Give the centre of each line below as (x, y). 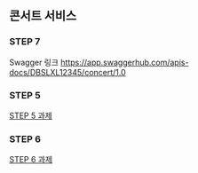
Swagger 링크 (34, 62)
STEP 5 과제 (31, 115)
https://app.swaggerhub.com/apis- (125, 62)
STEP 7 (25, 42)
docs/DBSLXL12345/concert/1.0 (67, 72)
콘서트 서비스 (43, 16)
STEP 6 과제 (31, 160)
